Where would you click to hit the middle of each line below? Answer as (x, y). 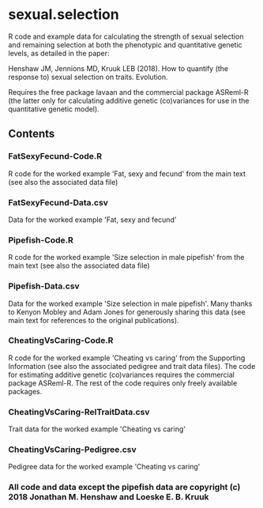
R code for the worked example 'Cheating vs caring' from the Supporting (127, 358)
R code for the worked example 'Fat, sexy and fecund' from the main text (127, 173)
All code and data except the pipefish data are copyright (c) (124, 487)
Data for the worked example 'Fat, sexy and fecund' (92, 220)
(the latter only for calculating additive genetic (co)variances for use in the (129, 100)
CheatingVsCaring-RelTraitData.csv (79, 412)
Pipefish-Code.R (41, 240)
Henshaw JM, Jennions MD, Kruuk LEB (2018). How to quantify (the (118, 68)
